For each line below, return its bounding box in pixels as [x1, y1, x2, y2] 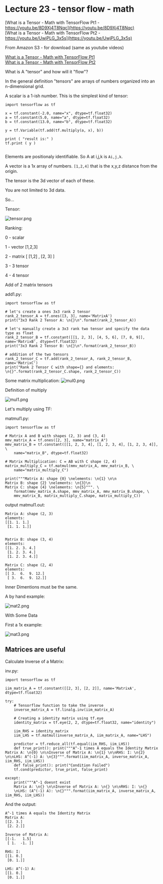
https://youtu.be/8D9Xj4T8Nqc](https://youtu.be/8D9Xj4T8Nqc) [5, 24, 135, 30]
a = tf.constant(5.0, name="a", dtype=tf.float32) [5, 115, 110, 120]
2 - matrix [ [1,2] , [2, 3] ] [5, 253, 55, 259]
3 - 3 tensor [5, 263, 29, 269]
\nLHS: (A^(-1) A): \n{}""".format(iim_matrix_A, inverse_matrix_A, [14, 788, 156, 793]
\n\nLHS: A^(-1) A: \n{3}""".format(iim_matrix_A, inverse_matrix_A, [5, 754, 150, 759]
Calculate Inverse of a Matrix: [5, 658, 64, 664]
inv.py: [5, 668, 19, 674]
